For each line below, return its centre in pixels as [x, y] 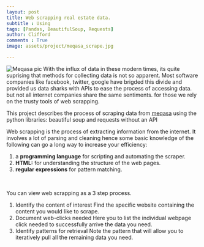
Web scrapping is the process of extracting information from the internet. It [101, 131]
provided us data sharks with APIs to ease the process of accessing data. [99, 88]
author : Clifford [28, 35]
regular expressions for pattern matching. [69, 169]
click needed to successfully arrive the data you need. [84, 224]
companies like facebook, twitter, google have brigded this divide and [94, 82]
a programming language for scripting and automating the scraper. [100, 156]
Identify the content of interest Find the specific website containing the [105, 205]
